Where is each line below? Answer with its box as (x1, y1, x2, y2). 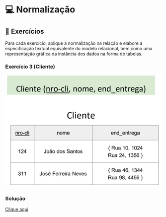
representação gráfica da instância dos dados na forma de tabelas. (5, 51, 143, 57)
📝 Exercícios (5, 27, 44, 35)
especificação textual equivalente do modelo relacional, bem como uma (5, 46, 153, 51)
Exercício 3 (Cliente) (5, 63, 56, 70)
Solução (5, 195, 26, 202)
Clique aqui (5, 206, 29, 212)
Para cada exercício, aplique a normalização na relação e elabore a (5, 40, 143, 46)
